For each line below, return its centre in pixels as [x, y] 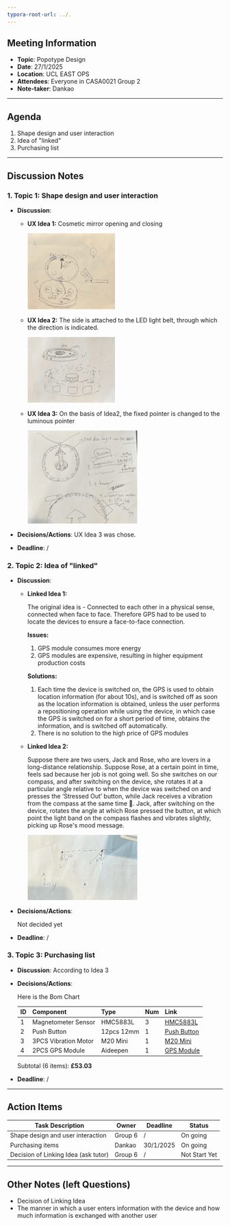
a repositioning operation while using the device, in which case [126, 711]
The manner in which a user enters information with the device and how [118, 1208]
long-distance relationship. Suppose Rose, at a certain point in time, [123, 767]
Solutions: [42, 676]
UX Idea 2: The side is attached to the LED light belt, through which [122, 320]
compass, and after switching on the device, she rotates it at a [115, 781]
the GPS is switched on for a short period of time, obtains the [124, 719]
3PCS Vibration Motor [63, 1041]
